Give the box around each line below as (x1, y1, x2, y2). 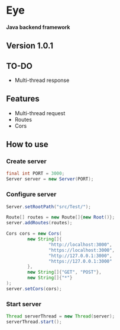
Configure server (6, 191, 57, 199)
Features (6, 94, 40, 104)
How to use (6, 139, 48, 150)
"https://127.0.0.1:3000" (48, 258, 112, 264)
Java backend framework (6, 23, 70, 30)
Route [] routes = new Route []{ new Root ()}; (6, 214, 115, 220)
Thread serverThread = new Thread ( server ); (6, 313, 115, 319)
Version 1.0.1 (6, 41, 54, 51)
